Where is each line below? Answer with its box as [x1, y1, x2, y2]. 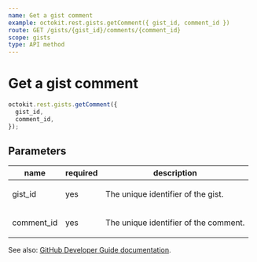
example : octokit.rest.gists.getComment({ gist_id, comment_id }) [8, 19, 230, 27]
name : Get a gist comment [8, 11, 93, 20]
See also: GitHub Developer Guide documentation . [8, 245, 171, 255]
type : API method [8, 41, 65, 49]
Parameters [8, 144, 67, 157]
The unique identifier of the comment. [105, 217, 245, 228]
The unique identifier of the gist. [105, 189, 224, 200]
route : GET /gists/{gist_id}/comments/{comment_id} [8, 26, 181, 34]
